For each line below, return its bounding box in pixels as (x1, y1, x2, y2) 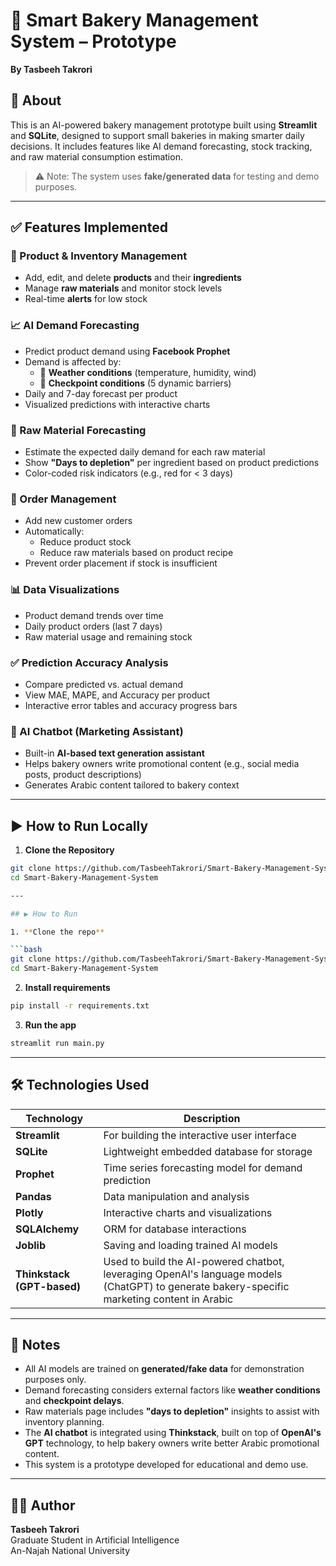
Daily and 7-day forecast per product (24, 387, 178, 399)
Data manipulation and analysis (103, 1189, 250, 1203)
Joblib (15, 1238, 47, 1252)
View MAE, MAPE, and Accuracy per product (24, 689, 211, 701)
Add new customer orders (24, 515, 133, 527)
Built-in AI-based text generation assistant (24, 747, 205, 759)
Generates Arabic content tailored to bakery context (24, 779, 240, 791)
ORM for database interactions (103, 1222, 247, 1236)
